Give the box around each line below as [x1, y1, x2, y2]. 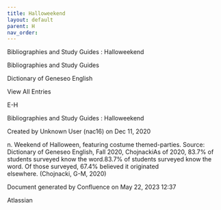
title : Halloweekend [7, 10, 66, 17]
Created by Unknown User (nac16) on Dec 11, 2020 [7, 127, 151, 135]
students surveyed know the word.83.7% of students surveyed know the [7, 155, 212, 163]
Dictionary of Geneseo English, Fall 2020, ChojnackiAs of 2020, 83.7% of [7, 148, 214, 156]
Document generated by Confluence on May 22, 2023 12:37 [7, 183, 177, 192]
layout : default [7, 16, 53, 23]
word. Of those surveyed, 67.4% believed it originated [7, 162, 159, 171]
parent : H [7, 23, 36, 29]
